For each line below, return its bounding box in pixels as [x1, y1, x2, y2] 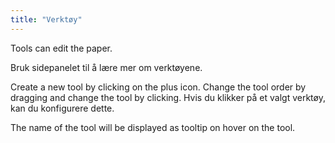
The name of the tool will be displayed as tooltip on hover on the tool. [10, 121, 296, 133]
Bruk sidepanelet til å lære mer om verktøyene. [10, 61, 203, 73]
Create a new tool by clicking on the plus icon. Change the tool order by [10, 81, 307, 93]
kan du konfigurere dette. [10, 102, 115, 114]
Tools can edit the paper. [10, 42, 113, 54]
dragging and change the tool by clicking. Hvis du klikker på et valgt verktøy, [10, 91, 326, 103]
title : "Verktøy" [10, 14, 83, 25]
